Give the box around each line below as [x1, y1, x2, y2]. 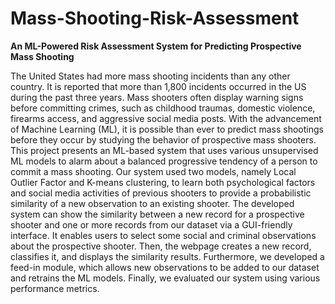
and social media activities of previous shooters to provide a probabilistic [10, 187, 312, 199]
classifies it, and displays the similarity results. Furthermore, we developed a [10, 250, 325, 262]
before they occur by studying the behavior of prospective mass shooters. [10, 133, 317, 146]
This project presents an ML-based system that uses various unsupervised [10, 144, 319, 156]
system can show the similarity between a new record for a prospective [10, 208, 305, 220]
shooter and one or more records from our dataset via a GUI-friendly [10, 218, 293, 231]
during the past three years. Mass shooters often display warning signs [10, 91, 304, 103]
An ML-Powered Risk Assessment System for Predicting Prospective [10, 40, 302, 52]
